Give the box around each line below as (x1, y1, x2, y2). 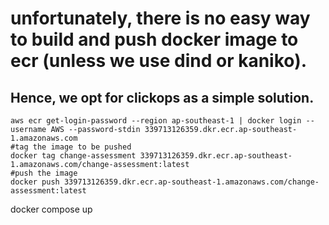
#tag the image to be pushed (10, 142, 132, 152)
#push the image (10, 168, 78, 178)
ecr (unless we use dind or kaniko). (10, 50, 308, 72)
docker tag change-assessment (10, 151, 137, 161)
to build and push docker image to (10, 28, 299, 51)
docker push (10, 177, 60, 187)
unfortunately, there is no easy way (10, 7, 311, 30)
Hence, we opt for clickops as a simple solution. (10, 89, 315, 106)
